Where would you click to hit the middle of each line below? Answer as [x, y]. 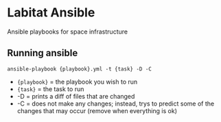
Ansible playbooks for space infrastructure [68, 32]
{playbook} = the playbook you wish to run [77, 82]
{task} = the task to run [50, 89]
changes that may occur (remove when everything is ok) [97, 110]
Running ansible [43, 53]
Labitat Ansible [51, 13]
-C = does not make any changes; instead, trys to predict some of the [116, 103]
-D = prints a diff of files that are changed [76, 96]
